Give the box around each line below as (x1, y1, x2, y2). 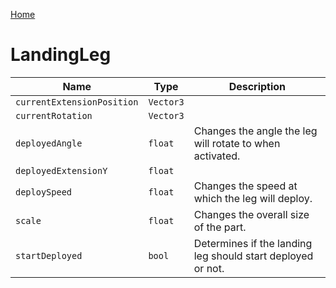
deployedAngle (15, 137, 83, 149)
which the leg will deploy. (193, 191, 313, 205)
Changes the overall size (193, 207, 310, 221)
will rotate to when (193, 136, 281, 150)
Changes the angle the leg (193, 124, 318, 138)
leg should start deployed (193, 249, 314, 263)
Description (228, 79, 287, 93)
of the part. (193, 220, 247, 234)
